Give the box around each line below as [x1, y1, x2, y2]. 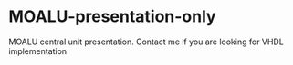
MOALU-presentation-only [8, 6, 216, 27]
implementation [8, 45, 68, 56]
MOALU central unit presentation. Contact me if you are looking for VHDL [8, 36, 284, 47]
